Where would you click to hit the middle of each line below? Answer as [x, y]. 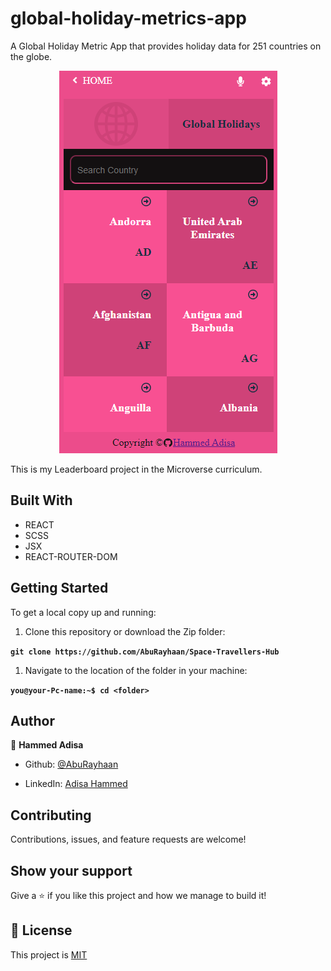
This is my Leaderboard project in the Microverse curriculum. [136, 469]
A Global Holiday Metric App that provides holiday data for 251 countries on [166, 46]
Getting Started [59, 588]
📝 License [41, 930]
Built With [41, 500]
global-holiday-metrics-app [128, 18]
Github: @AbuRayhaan [71, 764]
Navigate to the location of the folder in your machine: [136, 670]
